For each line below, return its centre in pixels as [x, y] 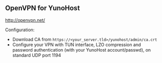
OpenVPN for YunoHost [43, 8]
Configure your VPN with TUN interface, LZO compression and [77, 45]
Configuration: [20, 30]
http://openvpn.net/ [25, 20]
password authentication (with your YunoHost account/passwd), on [81, 50]
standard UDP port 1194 [37, 55]
